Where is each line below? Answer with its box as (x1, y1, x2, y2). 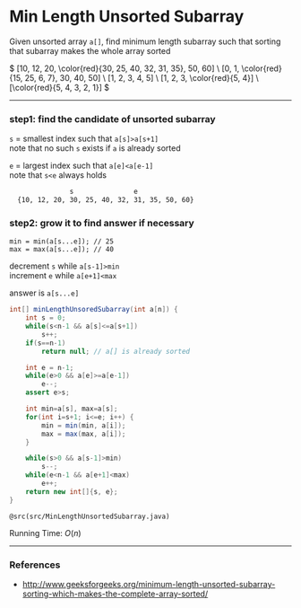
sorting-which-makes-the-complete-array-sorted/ (21, 588, 209, 599)
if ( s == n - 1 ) (25, 339, 66, 348)
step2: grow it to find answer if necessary (9, 216, 194, 229)
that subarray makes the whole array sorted (9, 45, 171, 56)
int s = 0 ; (25, 313, 66, 322)
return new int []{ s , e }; (25, 487, 118, 496)
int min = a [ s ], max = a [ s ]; (25, 404, 118, 414)
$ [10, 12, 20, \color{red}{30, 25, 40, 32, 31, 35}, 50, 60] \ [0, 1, (9, 63, 240, 74)
